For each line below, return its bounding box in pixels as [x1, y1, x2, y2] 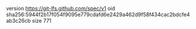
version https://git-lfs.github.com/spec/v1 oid [6, 5, 116, 12]
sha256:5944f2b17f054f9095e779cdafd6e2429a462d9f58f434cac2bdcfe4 [6, 11, 190, 18]
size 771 [32, 17, 52, 24]
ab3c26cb [6, 17, 31, 24]
